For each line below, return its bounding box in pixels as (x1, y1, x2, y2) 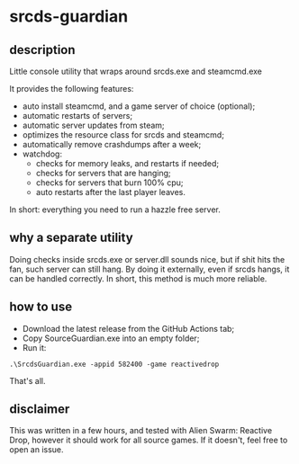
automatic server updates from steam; (22, 120, 165, 130)
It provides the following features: (9, 84, 134, 94)
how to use (9, 299, 73, 315)
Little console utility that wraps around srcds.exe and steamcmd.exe (9, 66, 263, 76)
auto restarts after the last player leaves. (35, 187, 186, 197)
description (9, 42, 76, 58)
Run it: (22, 342, 47, 352)
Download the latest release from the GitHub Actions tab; (22, 323, 235, 334)
